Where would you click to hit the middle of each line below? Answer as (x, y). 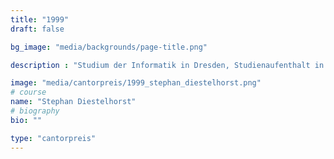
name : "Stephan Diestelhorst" (73, 102)
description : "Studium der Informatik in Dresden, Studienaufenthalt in (167, 65)
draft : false (37, 29)
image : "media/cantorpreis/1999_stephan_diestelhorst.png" (136, 83)
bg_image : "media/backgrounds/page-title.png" (109, 47)
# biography (35, 111)
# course (28, 92)
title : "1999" (40, 19)
